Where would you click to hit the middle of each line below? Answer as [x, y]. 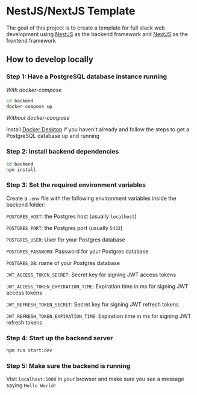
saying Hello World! [32, 385]
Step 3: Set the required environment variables [76, 185]
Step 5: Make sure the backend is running [68, 365]
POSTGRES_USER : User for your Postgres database [66, 240]
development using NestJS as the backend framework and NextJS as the [97, 34]
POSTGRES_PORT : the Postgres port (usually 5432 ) [64, 228]
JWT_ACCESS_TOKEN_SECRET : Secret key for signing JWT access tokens [91, 275]
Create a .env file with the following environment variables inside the [91, 198]
